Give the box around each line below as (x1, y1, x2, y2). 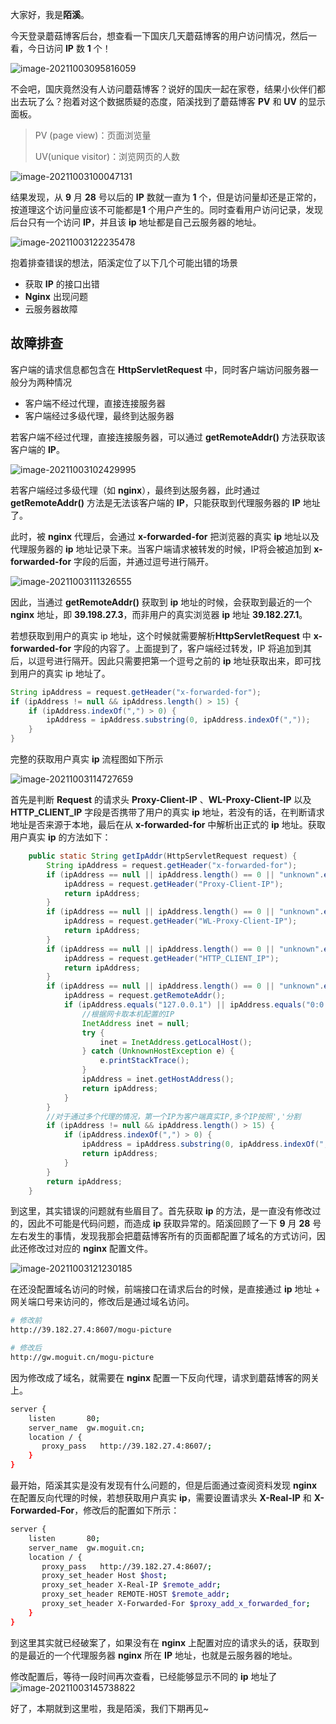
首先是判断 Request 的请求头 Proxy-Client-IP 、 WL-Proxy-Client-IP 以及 (10, 794, 312, 806)
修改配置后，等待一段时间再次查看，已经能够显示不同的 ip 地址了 (10, 1670, 278, 1682)
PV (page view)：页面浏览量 (34, 129, 152, 141)
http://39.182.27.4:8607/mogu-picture (10, 1325, 172, 1335)
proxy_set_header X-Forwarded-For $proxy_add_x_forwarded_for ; (41, 1599, 311, 1609)
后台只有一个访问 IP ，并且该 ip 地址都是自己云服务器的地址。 (10, 216, 262, 228)
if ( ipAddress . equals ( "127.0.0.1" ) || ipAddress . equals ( (63, 1000, 307, 1010)
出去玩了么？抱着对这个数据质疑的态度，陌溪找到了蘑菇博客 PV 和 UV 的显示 (10, 96, 326, 107)
